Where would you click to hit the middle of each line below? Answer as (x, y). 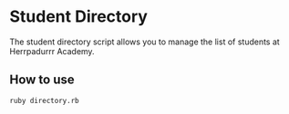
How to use (42, 80)
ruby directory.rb (44, 100)
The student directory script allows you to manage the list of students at (144, 42)
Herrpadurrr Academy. (52, 51)
